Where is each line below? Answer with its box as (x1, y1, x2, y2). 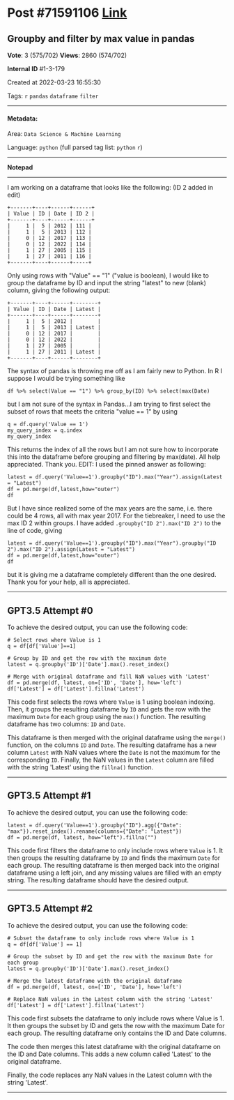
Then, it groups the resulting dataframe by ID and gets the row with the (7, 705, 211, 714)
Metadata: (7, 114, 38, 123)
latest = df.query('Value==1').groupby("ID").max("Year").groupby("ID (7, 540, 217, 547)
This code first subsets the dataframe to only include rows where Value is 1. (7, 1014, 224, 1023)
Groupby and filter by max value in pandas (7, 33, 195, 45)
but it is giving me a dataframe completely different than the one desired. (7, 571, 217, 579)
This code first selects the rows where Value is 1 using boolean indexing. (7, 698, 215, 706)
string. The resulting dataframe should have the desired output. (7, 875, 189, 884)
